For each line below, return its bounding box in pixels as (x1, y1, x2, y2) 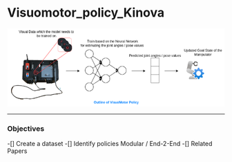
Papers (7, 147, 28, 155)
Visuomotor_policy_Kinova (7, 5, 165, 21)
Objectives (7, 123, 45, 133)
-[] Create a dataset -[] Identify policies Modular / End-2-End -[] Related (7, 140, 213, 148)
